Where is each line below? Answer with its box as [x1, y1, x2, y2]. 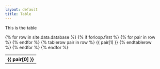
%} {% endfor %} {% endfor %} [5, 44, 69, 50]
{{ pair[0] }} [7, 56, 34, 63]
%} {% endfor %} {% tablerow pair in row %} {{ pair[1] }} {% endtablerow [5, 39, 152, 45]
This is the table [5, 25, 37, 30]
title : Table [5, 12, 32, 16]
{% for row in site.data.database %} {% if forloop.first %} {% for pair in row [5, 34, 156, 40]
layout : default [5, 7, 38, 12]
